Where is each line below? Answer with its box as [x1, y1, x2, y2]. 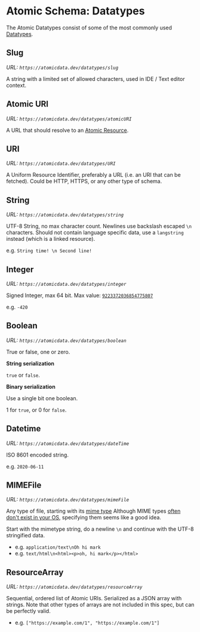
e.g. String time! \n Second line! [6, 247, 93, 254]
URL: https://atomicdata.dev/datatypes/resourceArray [6, 583, 143, 591]
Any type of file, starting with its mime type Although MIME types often [6, 507, 181, 515]
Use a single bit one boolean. [6, 394, 78, 402]
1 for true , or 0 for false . [6, 406, 67, 413]
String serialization [6, 359, 55, 367]
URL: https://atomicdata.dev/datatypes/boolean [6, 337, 127, 344]
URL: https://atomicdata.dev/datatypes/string [6, 211, 124, 218]
